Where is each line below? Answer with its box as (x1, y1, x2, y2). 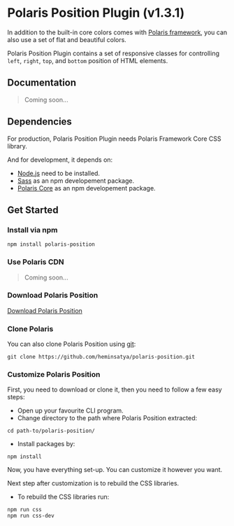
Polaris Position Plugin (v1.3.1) (7, 5, 185, 21)
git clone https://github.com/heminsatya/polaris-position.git (7, 354, 196, 361)
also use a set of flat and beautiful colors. (7, 35, 127, 43)
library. (7, 141, 28, 150)
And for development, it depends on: (7, 155, 113, 164)
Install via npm (7, 225, 58, 235)
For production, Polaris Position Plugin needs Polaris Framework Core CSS (7, 134, 221, 143)
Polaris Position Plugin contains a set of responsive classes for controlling (7, 49, 220, 57)
